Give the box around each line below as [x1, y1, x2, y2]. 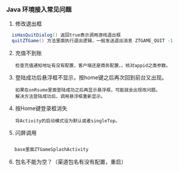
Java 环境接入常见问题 [6, 5, 72, 13]
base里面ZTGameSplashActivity [14, 146, 89, 153]
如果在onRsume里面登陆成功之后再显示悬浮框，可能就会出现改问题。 [15, 87, 160, 93]
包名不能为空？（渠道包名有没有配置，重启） [15, 158, 127, 165]
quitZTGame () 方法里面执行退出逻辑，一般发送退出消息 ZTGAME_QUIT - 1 [11, 38, 174, 44]
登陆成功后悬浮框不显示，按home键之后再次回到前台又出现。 [15, 74, 168, 81]
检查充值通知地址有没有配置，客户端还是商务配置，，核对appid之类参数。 [15, 63, 171, 69]
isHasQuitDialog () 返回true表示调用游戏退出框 [11, 32, 121, 39]
